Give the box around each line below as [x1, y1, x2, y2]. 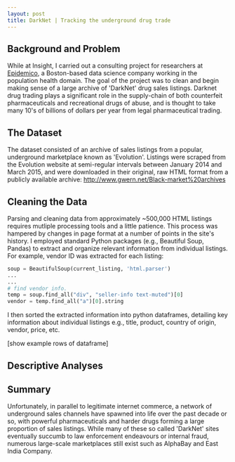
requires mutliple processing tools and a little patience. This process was [7, 222, 218, 230]
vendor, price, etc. [7, 326, 60, 334]
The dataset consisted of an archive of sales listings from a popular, [7, 146, 203, 154]
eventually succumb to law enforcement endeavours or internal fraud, [7, 432, 209, 440]
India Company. [7, 447, 53, 456]
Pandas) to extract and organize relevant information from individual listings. [7, 244, 228, 252]
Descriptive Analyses [7, 359, 103, 371]
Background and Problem [7, 43, 121, 55]
